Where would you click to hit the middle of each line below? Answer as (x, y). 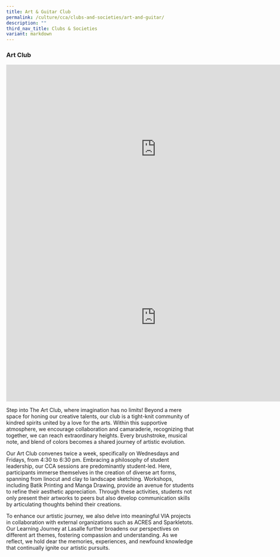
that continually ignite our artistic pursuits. (58, 548)
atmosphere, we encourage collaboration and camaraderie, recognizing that (100, 429)
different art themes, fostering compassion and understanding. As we (92, 535)
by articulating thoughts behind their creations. (64, 504)
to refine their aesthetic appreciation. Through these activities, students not (99, 492)
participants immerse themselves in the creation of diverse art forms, (91, 473)
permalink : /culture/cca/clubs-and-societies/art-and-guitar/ (85, 17)
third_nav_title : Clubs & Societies (52, 28)
